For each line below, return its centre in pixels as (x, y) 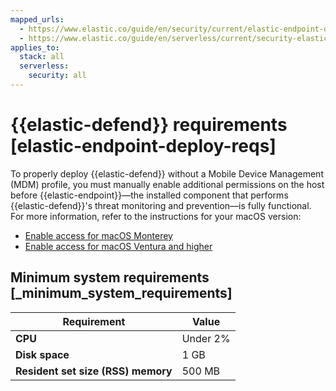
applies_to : (35, 47)
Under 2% (206, 338)
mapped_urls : (37, 19)
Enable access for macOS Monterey (98, 235)
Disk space (42, 354)
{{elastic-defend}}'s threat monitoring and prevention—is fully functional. (161, 205)
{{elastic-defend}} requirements (149, 125)
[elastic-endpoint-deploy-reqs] (143, 146)
